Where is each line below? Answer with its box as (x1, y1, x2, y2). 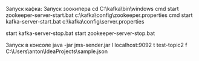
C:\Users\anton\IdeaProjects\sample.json (5, 48, 108, 55)
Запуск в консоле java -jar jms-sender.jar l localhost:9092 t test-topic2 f (5, 42, 188, 48)
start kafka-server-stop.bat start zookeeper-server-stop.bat (5, 30, 155, 37)
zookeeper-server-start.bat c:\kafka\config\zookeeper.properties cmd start (5, 11, 193, 19)
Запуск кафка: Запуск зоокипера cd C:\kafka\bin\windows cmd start (5, 5, 179, 12)
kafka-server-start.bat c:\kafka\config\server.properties (5, 18, 145, 25)
